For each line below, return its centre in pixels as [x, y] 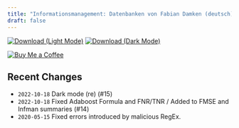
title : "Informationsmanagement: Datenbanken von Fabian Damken [105, 14]
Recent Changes [45, 76]
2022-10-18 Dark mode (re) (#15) [65, 94]
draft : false [27, 21]
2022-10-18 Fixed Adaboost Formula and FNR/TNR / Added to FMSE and [123, 102]
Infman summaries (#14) [53, 109]
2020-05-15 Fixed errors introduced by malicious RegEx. [99, 117]
